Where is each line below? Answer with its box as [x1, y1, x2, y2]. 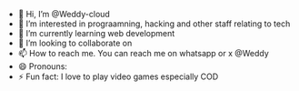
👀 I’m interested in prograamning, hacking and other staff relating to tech [17, 18, 291, 29]
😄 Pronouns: [17, 61, 68, 72]
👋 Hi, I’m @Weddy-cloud [17, 9, 111, 19]
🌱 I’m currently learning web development [17, 28, 175, 38]
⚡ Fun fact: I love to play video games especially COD [17, 71, 219, 82]
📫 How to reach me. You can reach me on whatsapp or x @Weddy [17, 48, 270, 58]
